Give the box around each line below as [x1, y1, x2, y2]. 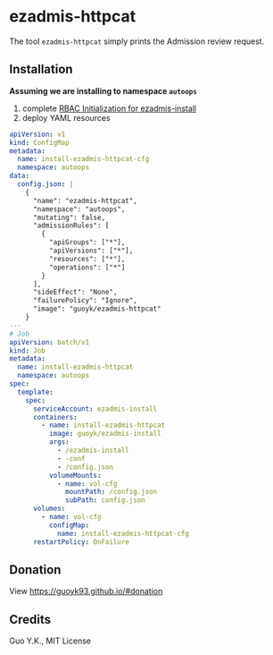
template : [17, 387, 54, 396]
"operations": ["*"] [48, 262, 126, 272]
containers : [32, 413, 78, 421]
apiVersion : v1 [9, 130, 66, 139]
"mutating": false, [32, 213, 105, 222]
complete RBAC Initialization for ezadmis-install [21, 103, 197, 114]
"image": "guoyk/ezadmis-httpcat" [32, 304, 162, 314]
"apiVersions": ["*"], [48, 246, 134, 255]
